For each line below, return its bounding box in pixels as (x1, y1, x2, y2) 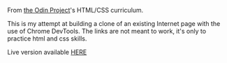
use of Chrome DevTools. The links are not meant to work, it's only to (7, 27, 207, 35)
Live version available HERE (7, 48, 87, 56)
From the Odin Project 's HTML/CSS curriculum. (7, 6, 144, 14)
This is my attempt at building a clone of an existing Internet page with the (7, 20, 221, 27)
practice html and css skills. (7, 34, 87, 43)
